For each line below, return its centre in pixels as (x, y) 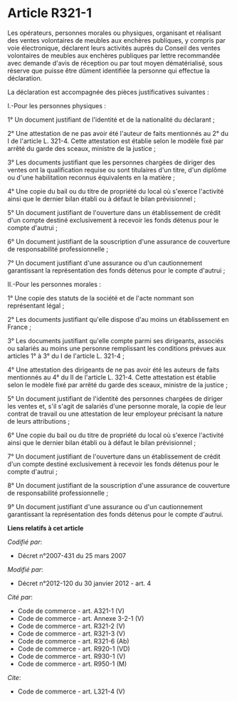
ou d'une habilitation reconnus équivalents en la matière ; (91, 177)
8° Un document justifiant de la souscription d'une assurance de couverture (118, 485)
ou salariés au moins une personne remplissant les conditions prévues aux (117, 348)
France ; (20, 327)
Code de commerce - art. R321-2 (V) (72, 626)
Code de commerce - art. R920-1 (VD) (74, 649)
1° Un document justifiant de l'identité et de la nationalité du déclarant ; (111, 120)
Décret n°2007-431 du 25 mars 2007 (72, 555)
